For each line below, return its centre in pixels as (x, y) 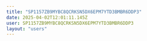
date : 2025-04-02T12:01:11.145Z (47, 17)
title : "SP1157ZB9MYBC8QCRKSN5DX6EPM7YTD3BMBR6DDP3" (74, 12)
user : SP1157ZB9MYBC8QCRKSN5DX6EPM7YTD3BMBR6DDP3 (70, 23)
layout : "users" (27, 29)
